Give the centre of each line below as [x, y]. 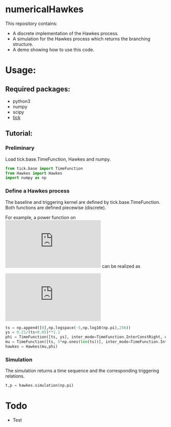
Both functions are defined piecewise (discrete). [56, 207]
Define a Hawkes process [37, 191]
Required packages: [38, 89]
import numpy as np [26, 178]
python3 [21, 101]
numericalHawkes [45, 9]
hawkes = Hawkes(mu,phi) [32, 347]
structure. [23, 44]
